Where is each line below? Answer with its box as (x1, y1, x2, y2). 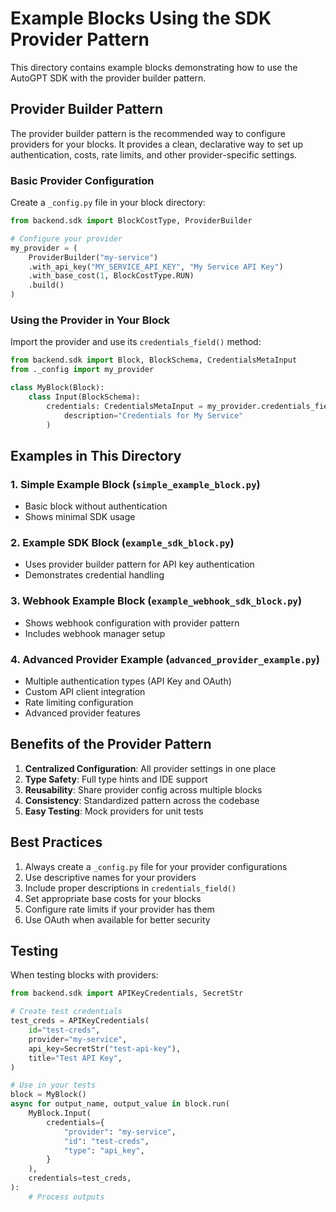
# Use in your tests (10, 1080, 97, 1091)
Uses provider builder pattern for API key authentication (24, 558, 255, 571)
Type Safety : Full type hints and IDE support (24, 773, 208, 785)
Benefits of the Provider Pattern (10, 736, 212, 753)
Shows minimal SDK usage (24, 511, 136, 523)
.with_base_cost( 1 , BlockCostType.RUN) (28, 271, 195, 281)
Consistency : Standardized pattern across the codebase (24, 794, 260, 806)
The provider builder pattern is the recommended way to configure (10, 127, 286, 139)
